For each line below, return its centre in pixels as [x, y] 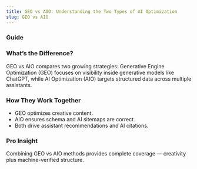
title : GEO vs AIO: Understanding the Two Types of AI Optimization [92, 11]
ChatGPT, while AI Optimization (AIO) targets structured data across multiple [99, 79]
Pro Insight [22, 141]
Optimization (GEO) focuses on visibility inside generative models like [90, 72]
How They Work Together [44, 100]
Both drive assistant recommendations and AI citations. [81, 126]
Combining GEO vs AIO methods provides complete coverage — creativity [96, 154]
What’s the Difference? [40, 54]
